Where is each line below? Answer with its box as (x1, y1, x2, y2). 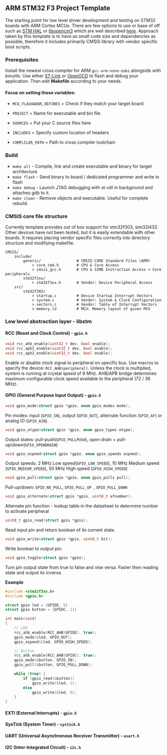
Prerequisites (5, 56, 38, 63)
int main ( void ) (5, 616, 37, 621)
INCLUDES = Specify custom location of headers (12, 130, 109, 136)
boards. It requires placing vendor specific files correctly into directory (5, 235, 151, 241)
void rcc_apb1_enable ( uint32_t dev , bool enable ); (5, 346, 113, 351)
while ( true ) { (14, 671, 46, 677)
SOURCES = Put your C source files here (12, 120, 91, 126)
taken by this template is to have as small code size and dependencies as (5, 33, 156, 39)
